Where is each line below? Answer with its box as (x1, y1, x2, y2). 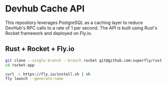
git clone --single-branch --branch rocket (5, 58, 97, 63)
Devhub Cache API (5, 3, 85, 14)
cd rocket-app (5, 62, 35, 67)
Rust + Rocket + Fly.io (5, 44, 75, 53)
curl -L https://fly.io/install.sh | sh (5, 71, 91, 76)
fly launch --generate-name (5, 76, 64, 81)
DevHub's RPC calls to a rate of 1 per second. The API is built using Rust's (5, 24, 157, 30)
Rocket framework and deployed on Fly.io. (5, 30, 92, 36)
